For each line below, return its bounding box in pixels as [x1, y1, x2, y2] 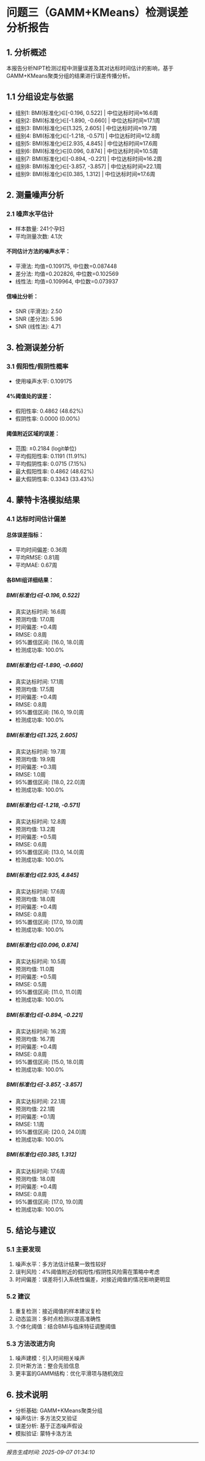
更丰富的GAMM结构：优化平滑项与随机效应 [15, 1370, 124, 1377]
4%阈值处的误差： [6, 393, 53, 400]
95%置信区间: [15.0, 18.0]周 [15, 1058, 84, 1065]
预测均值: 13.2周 [15, 825, 56, 832]
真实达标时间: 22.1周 [15, 1097, 66, 1104]
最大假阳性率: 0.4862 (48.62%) [15, 468, 95, 475]
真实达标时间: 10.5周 [15, 958, 67, 965]
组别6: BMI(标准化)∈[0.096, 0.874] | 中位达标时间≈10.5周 [15, 147, 159, 155]
